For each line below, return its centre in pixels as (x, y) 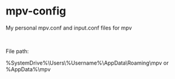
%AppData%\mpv (28, 69)
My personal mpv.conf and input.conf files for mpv (69, 28)
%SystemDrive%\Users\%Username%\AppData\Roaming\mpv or (87, 63)
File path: (17, 51)
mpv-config (36, 11)
